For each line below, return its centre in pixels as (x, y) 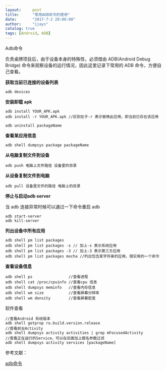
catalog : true (20, 29)
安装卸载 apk (19, 102)
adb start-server (23, 216)
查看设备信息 (18, 266)
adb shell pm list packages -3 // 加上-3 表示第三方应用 (63, 251)
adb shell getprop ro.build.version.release (53, 323)
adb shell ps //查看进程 (47, 277)
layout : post (23, 10)
